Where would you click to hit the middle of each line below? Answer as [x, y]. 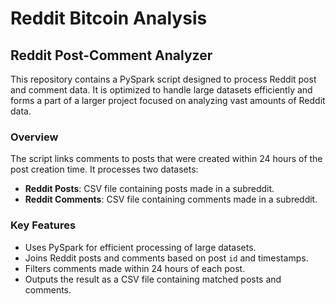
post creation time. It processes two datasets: [104, 169]
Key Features [43, 225]
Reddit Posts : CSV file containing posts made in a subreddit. [149, 189]
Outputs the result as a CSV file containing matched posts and [153, 279]
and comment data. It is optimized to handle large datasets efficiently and [161, 90]
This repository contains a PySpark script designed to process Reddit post [163, 79]
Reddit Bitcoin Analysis [109, 18]
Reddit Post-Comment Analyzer [111, 55]
